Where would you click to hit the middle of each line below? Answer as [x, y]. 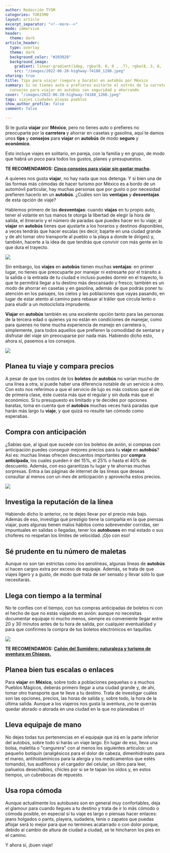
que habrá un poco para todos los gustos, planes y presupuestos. [74, 159]
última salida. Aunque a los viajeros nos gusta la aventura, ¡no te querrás [81, 703]
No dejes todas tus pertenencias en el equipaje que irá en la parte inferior [82, 737]
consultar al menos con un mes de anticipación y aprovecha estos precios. [83, 477]
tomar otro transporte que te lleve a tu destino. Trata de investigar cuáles [81, 693]
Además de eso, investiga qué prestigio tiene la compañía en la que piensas [84, 520]
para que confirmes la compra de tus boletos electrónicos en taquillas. [79, 629]
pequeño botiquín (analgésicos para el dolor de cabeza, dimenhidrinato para [85, 753]
